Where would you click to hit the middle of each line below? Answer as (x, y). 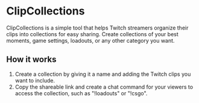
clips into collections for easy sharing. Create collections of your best (93, 34)
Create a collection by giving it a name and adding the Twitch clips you (103, 74)
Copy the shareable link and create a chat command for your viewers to (104, 87)
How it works (31, 59)
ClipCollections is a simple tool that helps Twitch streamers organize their (97, 28)
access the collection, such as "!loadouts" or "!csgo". (81, 93)
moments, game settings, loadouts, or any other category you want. (90, 40)
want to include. (35, 80)
